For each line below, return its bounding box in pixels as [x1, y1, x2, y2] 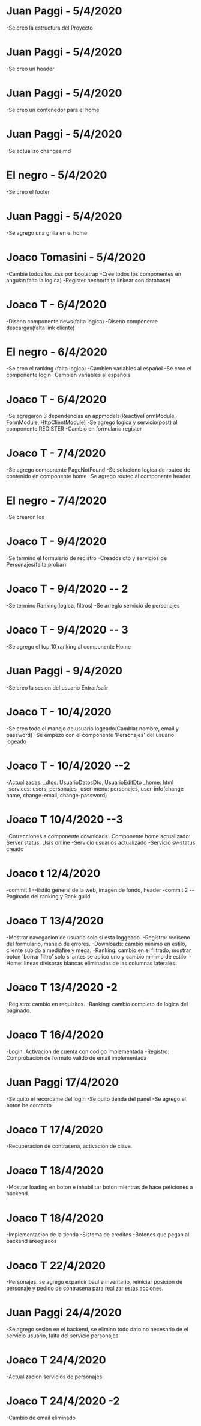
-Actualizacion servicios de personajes [6, 1373, 103, 1380]
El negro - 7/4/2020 [6, 494, 107, 507]
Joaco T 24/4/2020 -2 [6, 1394, 120, 1408]
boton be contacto [6, 1101, 52, 1109]
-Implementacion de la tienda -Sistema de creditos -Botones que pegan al [6, 1231, 190, 1238]
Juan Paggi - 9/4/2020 [6, 664, 123, 678]
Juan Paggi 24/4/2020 [6, 1306, 122, 1319]
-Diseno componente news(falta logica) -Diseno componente [6, 317, 158, 325]
